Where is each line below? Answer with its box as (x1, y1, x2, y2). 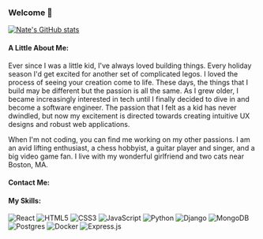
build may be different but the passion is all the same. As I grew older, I (8, 86, 239, 95)
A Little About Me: (8, 43, 70, 52)
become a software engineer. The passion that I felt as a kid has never (8, 103, 237, 112)
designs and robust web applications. (8, 119, 130, 129)
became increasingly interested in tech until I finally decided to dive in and (8, 94, 250, 103)
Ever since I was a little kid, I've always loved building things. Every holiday (8, 61, 252, 70)
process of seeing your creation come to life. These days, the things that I (8, 77, 249, 87)
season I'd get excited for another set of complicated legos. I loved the (8, 69, 239, 78)
